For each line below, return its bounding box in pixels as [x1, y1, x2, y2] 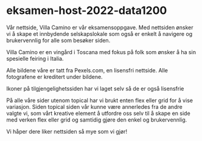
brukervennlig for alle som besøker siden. [6, 36, 111, 44]
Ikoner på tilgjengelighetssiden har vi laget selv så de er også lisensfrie [6, 84, 184, 92]
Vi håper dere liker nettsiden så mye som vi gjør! [6, 128, 128, 135]
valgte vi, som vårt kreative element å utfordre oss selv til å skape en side [6, 109, 190, 117]
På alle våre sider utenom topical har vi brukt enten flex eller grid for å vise [6, 97, 193, 104]
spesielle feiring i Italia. [6, 55, 64, 62]
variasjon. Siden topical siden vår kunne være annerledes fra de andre [6, 103, 183, 110]
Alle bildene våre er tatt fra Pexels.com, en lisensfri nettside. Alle [6, 66, 169, 74]
